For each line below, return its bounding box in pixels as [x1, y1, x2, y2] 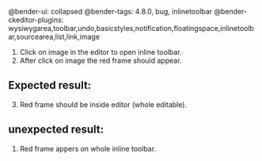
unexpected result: [8, 123, 104, 136]
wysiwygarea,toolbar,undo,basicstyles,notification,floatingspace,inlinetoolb [8, 24, 255, 33]
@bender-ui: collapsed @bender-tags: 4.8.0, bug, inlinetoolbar [8, 7, 213, 16]
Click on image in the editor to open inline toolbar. [19, 48, 182, 56]
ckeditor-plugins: [8, 15, 64, 25]
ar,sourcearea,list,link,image [8, 32, 101, 41]
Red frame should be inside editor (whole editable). [19, 99, 188, 109]
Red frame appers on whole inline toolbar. [19, 144, 157, 153]
